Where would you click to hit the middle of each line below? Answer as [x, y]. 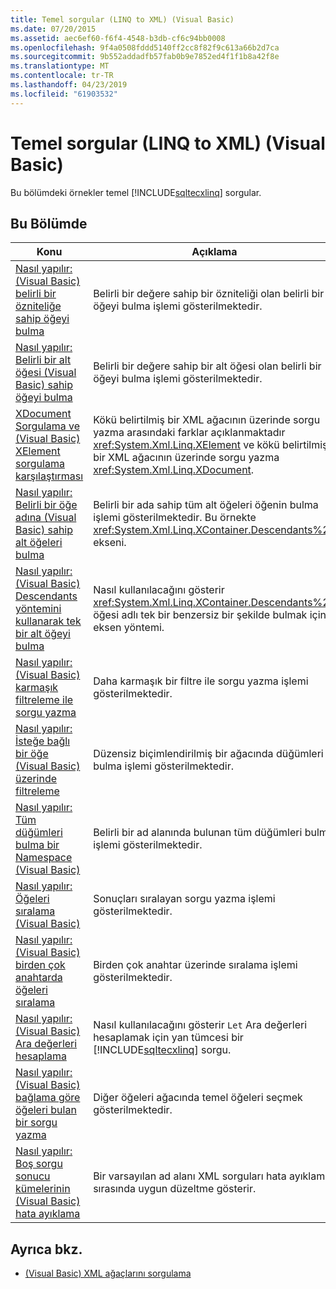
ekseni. [110, 543]
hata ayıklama [48, 1214]
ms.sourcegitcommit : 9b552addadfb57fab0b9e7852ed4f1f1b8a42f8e [145, 57]
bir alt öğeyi [43, 634]
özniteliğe [38, 306]
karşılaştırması [49, 476]
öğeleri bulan [46, 1110]
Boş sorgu [39, 1164]
